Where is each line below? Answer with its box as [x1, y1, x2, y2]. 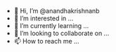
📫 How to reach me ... [13, 37, 79, 45]
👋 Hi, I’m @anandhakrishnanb [13, 7, 100, 15]
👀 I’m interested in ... [13, 14, 74, 22]
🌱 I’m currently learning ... [13, 22, 89, 30]
